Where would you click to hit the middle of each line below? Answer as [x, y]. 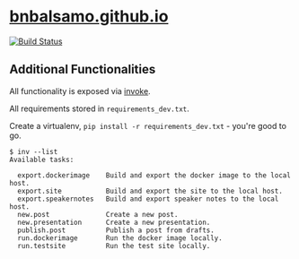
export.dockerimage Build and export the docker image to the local [154, 175]
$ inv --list [34, 151]
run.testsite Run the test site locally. [114, 246]
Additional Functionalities [83, 69]
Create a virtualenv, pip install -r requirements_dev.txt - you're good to [148, 125]
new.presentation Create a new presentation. [114, 222]
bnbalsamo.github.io [89, 17]
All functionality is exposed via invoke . [80, 91]
